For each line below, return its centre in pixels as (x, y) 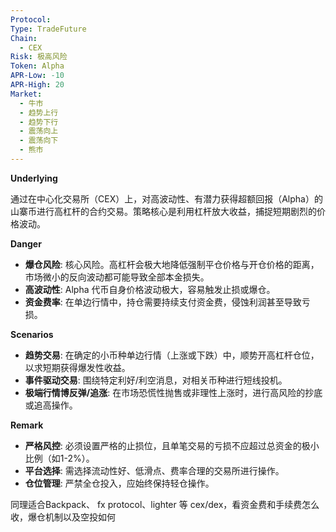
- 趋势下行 (39, 122)
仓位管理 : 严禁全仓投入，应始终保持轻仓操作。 (119, 483)
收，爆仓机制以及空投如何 (63, 517)
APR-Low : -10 (37, 76)
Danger (26, 243)
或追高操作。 (51, 405)
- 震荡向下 (39, 141)
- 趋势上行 (39, 112)
